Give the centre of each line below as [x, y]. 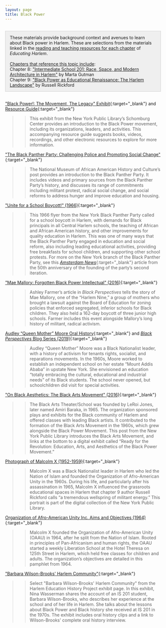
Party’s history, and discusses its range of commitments [86, 185]
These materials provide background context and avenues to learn [77, 37]
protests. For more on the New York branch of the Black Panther [95, 257]
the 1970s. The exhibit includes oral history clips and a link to [91, 615]
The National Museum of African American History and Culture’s [95, 169]
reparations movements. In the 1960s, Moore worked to [86, 359]
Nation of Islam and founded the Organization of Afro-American [94, 476]
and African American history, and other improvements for [89, 231]
